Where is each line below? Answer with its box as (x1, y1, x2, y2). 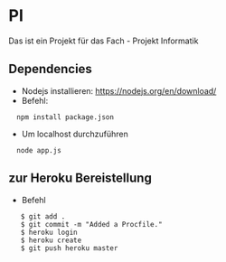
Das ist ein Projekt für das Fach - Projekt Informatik (8, 35, 199, 46)
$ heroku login (20, 228, 78, 237)
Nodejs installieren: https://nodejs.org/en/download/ (21, 85, 217, 96)
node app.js (16, 145, 62, 154)
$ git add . (20, 211, 66, 221)
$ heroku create (20, 236, 82, 245)
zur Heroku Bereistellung (8, 171, 153, 186)
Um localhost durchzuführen (21, 128, 128, 139)
